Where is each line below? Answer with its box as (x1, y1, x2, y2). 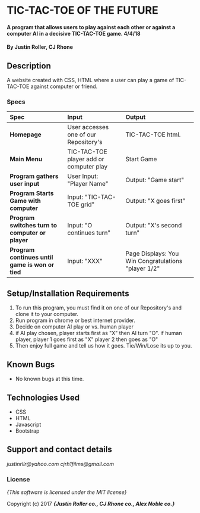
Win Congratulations (125, 257, 183, 265)
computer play (67, 162, 108, 171)
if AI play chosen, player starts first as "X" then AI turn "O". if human (15, 330, 182, 337)
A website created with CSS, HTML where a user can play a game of (7, 77, 174, 84)
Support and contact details (7, 445, 112, 455)
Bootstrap (15, 427, 40, 434)
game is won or (9, 261, 55, 269)
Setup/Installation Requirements (7, 288, 129, 298)
